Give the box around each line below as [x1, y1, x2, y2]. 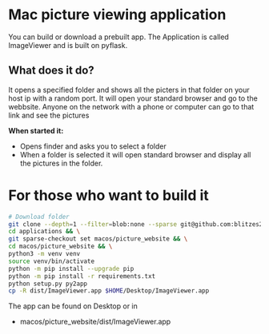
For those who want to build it [8, 186, 210, 205]
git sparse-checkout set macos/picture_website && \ [8, 235, 188, 243]
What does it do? [8, 64, 94, 78]
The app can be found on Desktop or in [8, 301, 139, 311]
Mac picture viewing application [8, 6, 227, 24]
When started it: [8, 125, 64, 135]
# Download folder [8, 213, 70, 221]
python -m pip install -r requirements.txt [8, 272, 156, 280]
